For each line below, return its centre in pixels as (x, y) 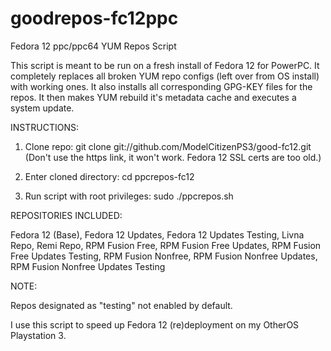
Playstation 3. (38, 335)
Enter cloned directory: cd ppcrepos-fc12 (109, 176)
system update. (42, 108)
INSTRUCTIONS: (44, 127)
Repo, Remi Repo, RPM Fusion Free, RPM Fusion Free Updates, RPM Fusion (166, 245)
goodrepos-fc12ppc (94, 18)
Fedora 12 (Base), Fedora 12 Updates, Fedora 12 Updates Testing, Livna (157, 234)
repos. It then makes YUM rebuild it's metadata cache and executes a (153, 97)
